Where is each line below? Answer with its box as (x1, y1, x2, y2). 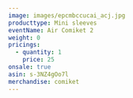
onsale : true (8, 63, 51, 71)
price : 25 (22, 56, 55, 64)
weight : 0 (8, 33, 41, 42)
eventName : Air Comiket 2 (8, 26, 93, 34)
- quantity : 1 (15, 48, 62, 56)
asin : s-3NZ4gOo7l (8, 70, 69, 78)
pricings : (8, 41, 41, 49)
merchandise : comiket (8, 77, 80, 85)
